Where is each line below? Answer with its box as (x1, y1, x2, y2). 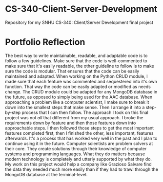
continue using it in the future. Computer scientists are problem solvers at (5, 140, 153, 146)
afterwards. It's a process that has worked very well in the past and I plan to (5, 135, 158, 141)
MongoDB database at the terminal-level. (5, 171, 88, 177)
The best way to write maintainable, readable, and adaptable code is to (5, 53, 148, 58)
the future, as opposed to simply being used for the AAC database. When (5, 94, 153, 100)
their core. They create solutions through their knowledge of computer (5, 146, 147, 151)
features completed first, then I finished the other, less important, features (5, 130, 154, 136)
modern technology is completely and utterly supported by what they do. (5, 156, 152, 162)
